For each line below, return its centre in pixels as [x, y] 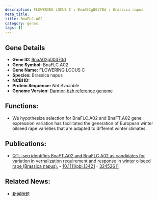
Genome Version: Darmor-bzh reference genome [62, 91]
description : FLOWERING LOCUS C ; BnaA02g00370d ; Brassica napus [74, 10]
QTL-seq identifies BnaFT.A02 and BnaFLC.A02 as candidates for [79, 155]
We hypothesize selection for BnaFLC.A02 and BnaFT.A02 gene [77, 118]
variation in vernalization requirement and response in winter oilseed [81, 161]
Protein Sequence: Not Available [46, 85]
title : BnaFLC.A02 [24, 19]
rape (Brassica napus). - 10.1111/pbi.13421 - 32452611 [66, 166]
